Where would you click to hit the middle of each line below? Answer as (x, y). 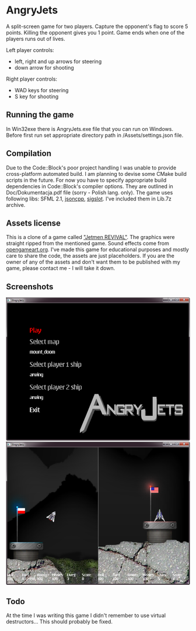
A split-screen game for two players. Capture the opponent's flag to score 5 (97, 26)
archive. (16, 204)
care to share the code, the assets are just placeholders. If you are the (90, 256)
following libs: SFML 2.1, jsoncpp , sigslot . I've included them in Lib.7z (89, 199)
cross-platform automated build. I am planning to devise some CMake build (96, 174)
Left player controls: (30, 50)
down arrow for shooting (44, 67)
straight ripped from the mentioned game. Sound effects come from (87, 244)
